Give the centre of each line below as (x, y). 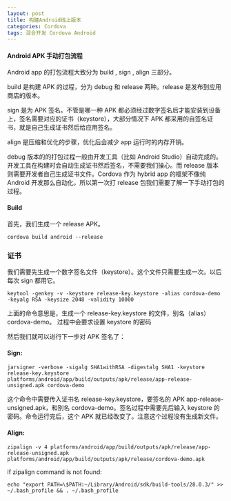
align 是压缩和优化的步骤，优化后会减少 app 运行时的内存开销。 (98, 142)
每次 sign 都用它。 (33, 280)
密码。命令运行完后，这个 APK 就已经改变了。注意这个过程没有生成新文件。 (114, 416)
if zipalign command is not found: (54, 472)
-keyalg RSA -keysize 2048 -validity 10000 (71, 299)
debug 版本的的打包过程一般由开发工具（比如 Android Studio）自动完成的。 (115, 157)
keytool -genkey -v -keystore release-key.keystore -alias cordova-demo (114, 293)
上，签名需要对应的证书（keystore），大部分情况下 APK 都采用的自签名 (107, 119)
